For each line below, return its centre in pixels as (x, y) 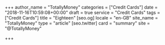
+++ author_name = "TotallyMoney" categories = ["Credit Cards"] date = (81, 7)
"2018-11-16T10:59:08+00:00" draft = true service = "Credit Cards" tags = (82, 12)
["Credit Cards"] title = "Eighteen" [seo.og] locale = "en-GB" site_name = (81, 18)
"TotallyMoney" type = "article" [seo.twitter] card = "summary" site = (77, 23)
